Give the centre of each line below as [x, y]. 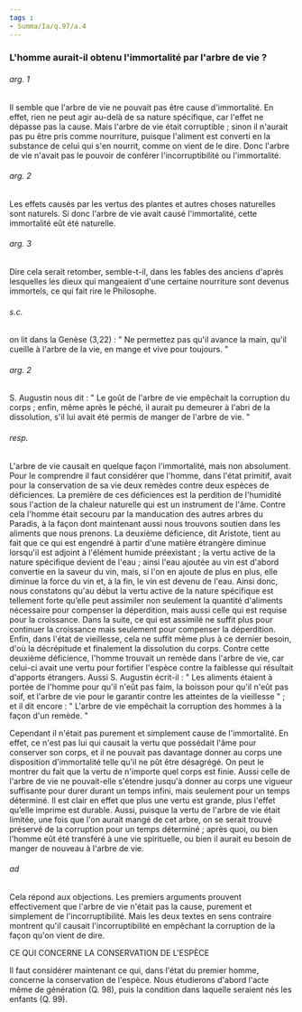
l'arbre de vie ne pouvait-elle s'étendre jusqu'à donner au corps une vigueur [151, 781]
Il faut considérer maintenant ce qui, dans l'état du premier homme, [134, 970]
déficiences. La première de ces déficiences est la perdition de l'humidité [146, 494]
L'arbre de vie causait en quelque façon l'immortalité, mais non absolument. [150, 465]
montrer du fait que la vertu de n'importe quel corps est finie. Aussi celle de [150, 771]
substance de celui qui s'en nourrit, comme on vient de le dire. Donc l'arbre [150, 145]
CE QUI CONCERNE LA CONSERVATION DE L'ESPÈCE [110, 952]
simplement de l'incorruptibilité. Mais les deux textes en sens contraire [141, 916]
